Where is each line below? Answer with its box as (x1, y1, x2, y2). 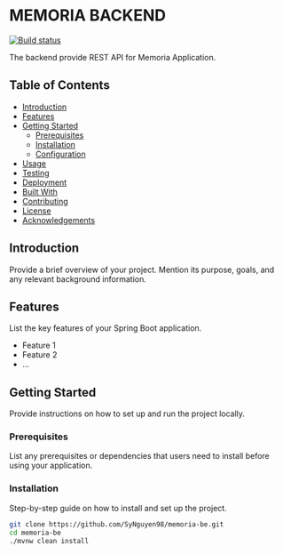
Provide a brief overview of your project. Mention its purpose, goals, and (9, 264, 275, 275)
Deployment (21, 177, 67, 188)
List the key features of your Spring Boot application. (9, 323, 202, 333)
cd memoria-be (9, 528, 62, 537)
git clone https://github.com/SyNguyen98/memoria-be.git (9, 519, 224, 529)
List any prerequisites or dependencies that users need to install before (9, 451, 271, 462)
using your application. (9, 460, 93, 471)
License (21, 205, 51, 216)
